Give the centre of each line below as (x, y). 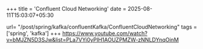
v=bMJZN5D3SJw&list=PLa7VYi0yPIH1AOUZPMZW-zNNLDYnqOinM (93, 40)
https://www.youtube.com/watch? (105, 33)
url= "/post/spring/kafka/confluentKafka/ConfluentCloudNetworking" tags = (102, 27)
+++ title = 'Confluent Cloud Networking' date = (66, 9)
